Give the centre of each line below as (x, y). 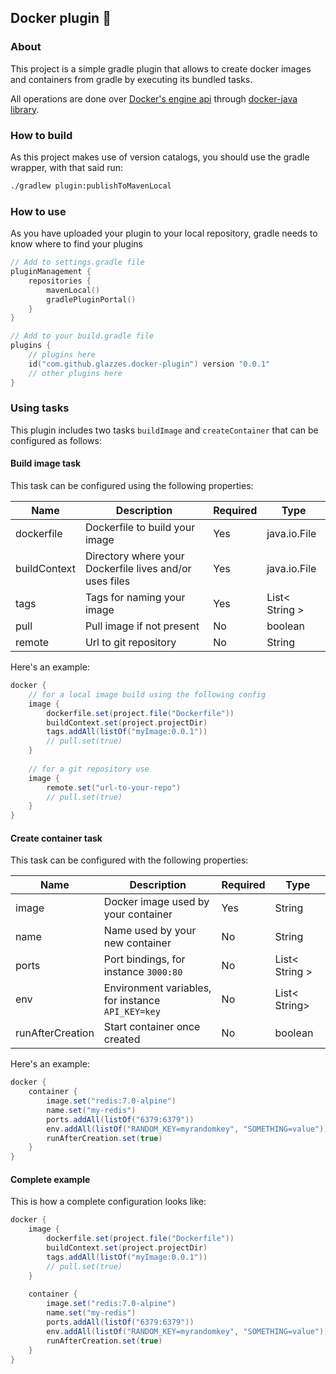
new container (137, 943)
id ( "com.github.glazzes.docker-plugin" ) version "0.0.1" (149, 364)
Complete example (50, 1179)
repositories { (60, 281)
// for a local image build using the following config (147, 694)
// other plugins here (75, 373)
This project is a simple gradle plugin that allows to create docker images (161, 68)
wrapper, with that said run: (67, 167)
